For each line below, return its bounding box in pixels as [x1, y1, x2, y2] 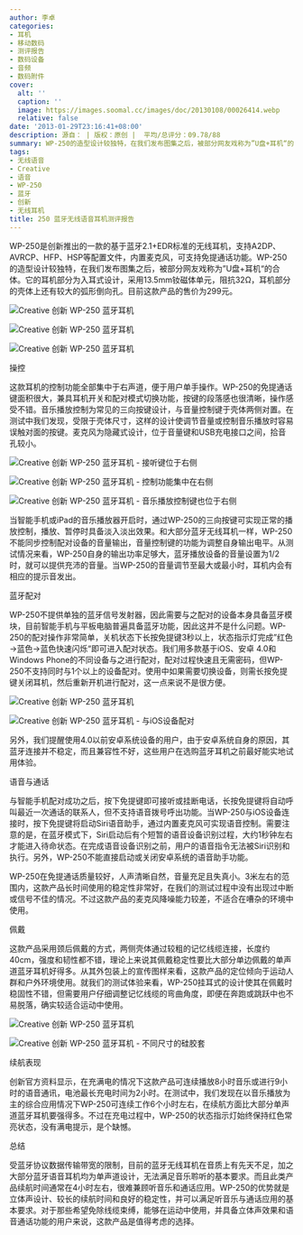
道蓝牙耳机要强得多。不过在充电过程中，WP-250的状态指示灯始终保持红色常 [9, 1110, 293, 1120]
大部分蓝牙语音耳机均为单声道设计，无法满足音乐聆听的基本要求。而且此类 [9, 1170, 286, 1182]
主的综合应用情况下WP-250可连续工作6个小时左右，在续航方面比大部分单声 [9, 1098, 290, 1110]
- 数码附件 [9, 72, 45, 81]
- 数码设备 [9, 55, 45, 64]
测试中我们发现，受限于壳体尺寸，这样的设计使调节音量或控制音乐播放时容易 [9, 415, 294, 426]
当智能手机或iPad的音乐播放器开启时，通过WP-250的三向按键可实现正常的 [9, 514, 286, 525]
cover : [9, 80, 34, 89]
